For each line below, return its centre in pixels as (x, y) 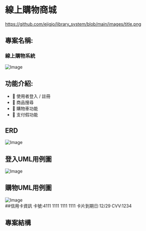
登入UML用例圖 (28, 159)
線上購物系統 (20, 56)
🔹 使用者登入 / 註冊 (31, 96)
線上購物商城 (31, 10)
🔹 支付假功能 (25, 115)
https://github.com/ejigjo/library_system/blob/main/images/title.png (73, 24)
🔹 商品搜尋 (23, 102)
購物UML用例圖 (28, 188)
